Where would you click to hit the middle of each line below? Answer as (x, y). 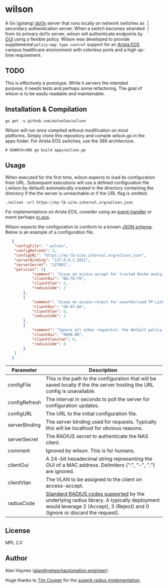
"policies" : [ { (30, 269)
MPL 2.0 (14, 542)
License (18, 531)
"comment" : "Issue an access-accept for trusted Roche (90, 274)
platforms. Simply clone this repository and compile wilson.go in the (75, 135)
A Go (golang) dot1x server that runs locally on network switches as (75, 23)
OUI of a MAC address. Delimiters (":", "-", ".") (100, 465)
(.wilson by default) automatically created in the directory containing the (79, 188)
